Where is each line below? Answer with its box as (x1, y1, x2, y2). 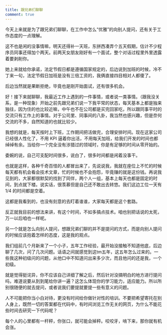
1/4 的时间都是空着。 (5, 187, 48, 193)
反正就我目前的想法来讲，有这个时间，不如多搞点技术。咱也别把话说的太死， (5, 209, 162, 215)
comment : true (5, 12, 35, 17)
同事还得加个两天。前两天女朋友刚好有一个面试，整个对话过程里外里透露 (13, 49, 162, 55)
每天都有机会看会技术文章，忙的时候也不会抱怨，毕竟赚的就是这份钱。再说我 (5, 169, 162, 175)
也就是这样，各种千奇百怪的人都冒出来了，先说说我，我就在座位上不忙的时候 (5, 163, 162, 168)
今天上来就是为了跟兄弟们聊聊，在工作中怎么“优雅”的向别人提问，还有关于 (5, 26, 158, 32)
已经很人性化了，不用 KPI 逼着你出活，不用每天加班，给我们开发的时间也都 (5, 135, 158, 141)
